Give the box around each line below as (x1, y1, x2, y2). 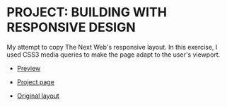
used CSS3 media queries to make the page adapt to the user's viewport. (6, 50, 221, 59)
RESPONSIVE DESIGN (6, 19, 136, 35)
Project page (16, 77, 54, 86)
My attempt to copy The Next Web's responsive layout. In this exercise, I (6, 43, 218, 51)
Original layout (16, 91, 59, 100)
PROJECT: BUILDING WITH (6, 4, 168, 21)
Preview (16, 64, 41, 72)
